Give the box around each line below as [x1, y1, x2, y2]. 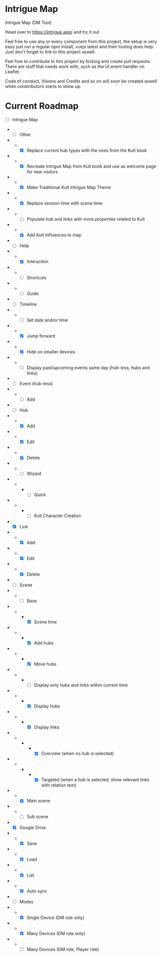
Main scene [26, 798, 50, 804]
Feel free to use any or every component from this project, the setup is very [5, 38, 157, 44]
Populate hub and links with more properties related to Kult [26, 216, 145, 222]
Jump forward [26, 333, 55, 339]
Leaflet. [5, 68, 20, 74]
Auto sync [26, 888, 47, 894]
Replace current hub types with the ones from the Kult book [26, 147, 147, 153]
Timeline [19, 301, 37, 307]
